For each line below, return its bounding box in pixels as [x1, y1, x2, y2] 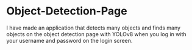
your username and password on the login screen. [6, 37, 133, 44]
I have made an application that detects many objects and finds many [6, 24, 181, 31]
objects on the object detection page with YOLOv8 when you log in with [6, 30, 187, 37]
